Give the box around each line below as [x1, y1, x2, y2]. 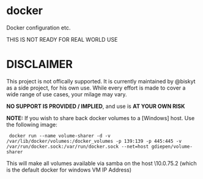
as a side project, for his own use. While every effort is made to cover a [6, 84, 186, 91]
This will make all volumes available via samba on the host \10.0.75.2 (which [6, 159, 197, 167]
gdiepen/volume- [151, 143, 193, 150]
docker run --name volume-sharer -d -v [9, 132, 111, 139]
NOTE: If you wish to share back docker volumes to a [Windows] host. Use [6, 114, 195, 121]
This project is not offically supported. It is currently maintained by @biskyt [6, 77, 196, 85]
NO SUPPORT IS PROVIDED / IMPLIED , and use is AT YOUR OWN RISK [6, 102, 185, 110]
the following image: [6, 121, 57, 128]
